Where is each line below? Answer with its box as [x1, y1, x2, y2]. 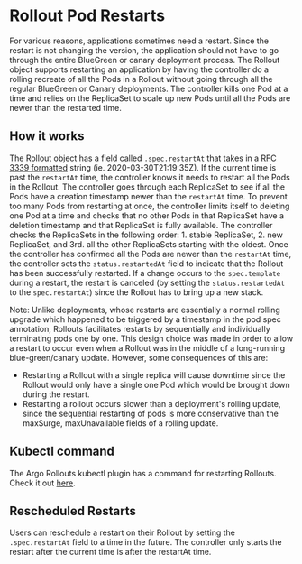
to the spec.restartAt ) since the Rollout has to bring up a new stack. [9, 286, 264, 298]
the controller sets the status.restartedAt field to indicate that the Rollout [9, 258, 284, 269]
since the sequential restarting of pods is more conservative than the [22, 408, 279, 419]
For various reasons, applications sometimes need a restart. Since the [9, 35, 269, 46]
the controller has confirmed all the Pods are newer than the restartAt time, [9, 248, 292, 259]
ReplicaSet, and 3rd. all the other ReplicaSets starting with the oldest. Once [9, 238, 288, 249]
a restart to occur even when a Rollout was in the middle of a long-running [9, 342, 286, 353]
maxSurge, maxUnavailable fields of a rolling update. [22, 417, 219, 429]
